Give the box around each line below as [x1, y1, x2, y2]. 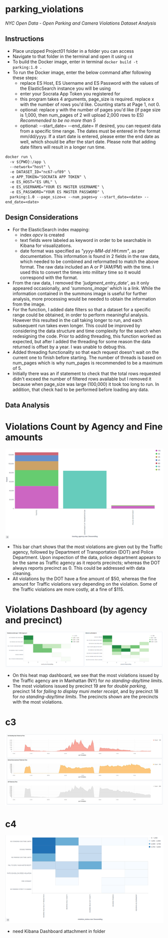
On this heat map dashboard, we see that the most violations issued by [12, 673, 159, 679]
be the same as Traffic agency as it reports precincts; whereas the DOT [12, 560, 160, 566]
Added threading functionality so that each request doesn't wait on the [12, 349, 159, 355]
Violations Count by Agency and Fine [5, 421, 163, 433]
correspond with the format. [20, 275, 78, 281]
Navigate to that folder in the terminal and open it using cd [12, 53, 132, 59]
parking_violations [5, 4, 84, 15]
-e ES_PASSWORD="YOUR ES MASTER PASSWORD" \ [10, 189, 104, 194]
